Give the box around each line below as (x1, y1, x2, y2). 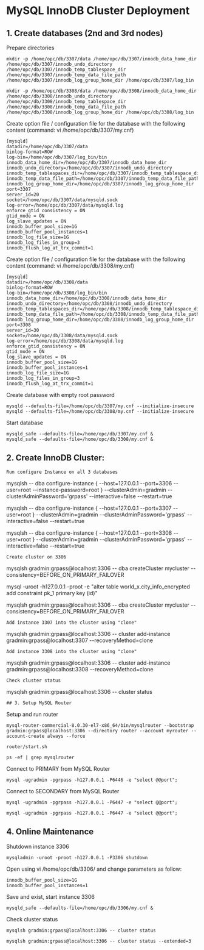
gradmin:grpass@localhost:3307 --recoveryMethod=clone (6, 637, 154, 644)
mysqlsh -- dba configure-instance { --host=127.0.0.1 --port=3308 (6, 529, 172, 537)
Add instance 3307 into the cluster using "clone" (6, 620, 137, 626)
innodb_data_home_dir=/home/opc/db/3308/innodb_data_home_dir (6, 295, 167, 301)
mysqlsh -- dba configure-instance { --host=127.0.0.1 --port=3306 (6, 479, 172, 487)
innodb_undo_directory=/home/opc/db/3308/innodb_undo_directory (6, 301, 172, 307)
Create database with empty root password (6, 391, 115, 398)
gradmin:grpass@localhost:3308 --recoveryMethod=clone (6, 665, 154, 673)
